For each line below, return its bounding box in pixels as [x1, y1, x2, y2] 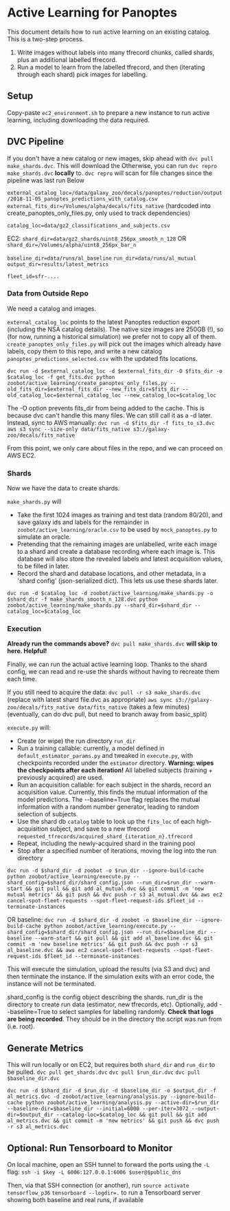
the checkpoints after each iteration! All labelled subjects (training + [16, 766, 213, 774]
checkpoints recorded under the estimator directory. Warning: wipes [16, 759, 214, 767]
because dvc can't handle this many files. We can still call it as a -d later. [7, 411, 213, 420]
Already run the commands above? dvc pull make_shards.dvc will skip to [7, 639, 218, 648]
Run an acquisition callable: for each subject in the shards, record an [16, 780, 211, 789]
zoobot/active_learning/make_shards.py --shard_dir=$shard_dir [7, 602, 192, 609]
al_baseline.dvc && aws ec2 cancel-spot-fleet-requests [7, 947, 170, 954]
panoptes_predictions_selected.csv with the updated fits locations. [7, 354, 198, 362]
